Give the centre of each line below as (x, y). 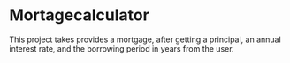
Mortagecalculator (80, 15)
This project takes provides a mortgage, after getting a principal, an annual (145, 39)
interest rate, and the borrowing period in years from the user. (122, 48)
